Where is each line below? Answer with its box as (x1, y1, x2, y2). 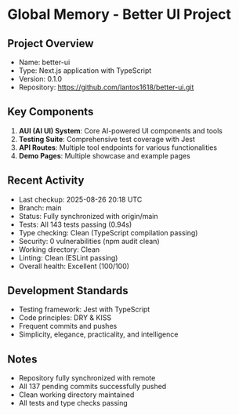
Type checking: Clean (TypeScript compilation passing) (18, 228, 198, 237)
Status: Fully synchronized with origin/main (18, 211, 158, 220)
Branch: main (18, 202, 62, 213)
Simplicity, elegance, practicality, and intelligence (18, 329, 179, 339)
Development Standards (7, 284, 129, 297)
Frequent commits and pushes (18, 322, 118, 331)
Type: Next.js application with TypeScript (18, 66, 152, 75)
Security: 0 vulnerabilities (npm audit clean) (18, 236, 160, 246)
